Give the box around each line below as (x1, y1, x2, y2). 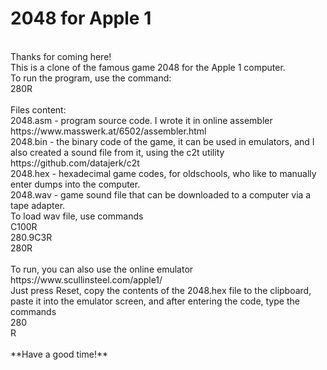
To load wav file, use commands (10, 210, 144, 222)
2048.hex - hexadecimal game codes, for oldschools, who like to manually (10, 167, 317, 179)
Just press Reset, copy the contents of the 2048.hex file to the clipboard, (10, 284, 312, 296)
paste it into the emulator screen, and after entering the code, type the (10, 295, 300, 307)
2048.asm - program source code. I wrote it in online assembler (10, 114, 273, 126)
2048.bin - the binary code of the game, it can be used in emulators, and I (10, 135, 315, 147)
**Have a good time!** (10, 348, 108, 360)
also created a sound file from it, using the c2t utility (10, 146, 225, 158)
